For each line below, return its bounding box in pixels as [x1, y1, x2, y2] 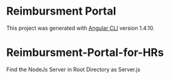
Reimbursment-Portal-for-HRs [6, 46, 165, 60]
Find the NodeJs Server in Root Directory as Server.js [6, 66, 141, 73]
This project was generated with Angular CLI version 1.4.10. [6, 24, 155, 32]
